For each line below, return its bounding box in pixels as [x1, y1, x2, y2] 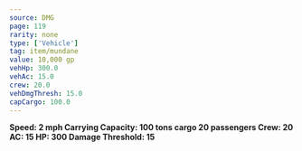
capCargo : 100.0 [9, 97, 71, 107]
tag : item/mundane [9, 47, 79, 56]
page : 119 [9, 22, 47, 31]
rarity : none [9, 30, 59, 39]
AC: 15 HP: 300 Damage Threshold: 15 [9, 132, 156, 143]
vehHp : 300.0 [9, 64, 59, 73]
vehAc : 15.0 [9, 72, 54, 81]
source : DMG [9, 13, 54, 23]
